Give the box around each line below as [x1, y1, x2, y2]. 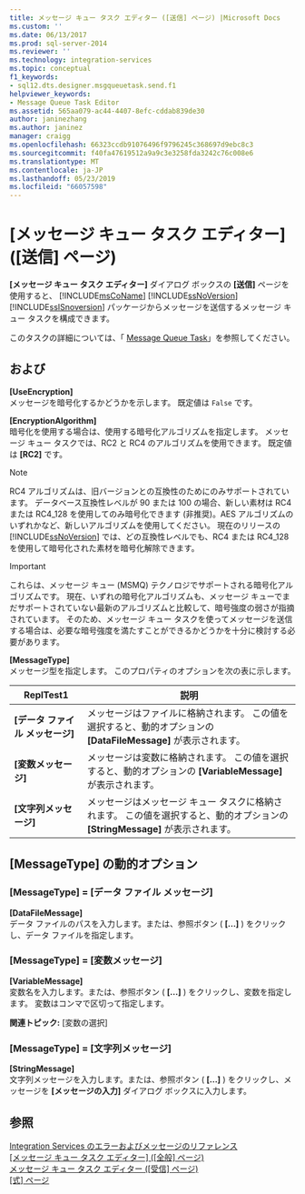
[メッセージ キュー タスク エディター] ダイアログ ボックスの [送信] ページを [9, 279, 290, 290]
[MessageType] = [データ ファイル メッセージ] [9, 886, 213, 898]
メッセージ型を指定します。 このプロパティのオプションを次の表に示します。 [9, 665, 297, 676]
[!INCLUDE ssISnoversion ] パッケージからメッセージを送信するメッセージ [9, 302, 282, 313]
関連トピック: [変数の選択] [9, 1017, 108, 1028]
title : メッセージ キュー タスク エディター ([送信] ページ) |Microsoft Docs [9, 13, 281, 23]
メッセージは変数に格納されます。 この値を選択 [87, 751, 289, 764]
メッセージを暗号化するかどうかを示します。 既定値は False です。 [9, 396, 258, 407]
